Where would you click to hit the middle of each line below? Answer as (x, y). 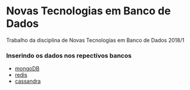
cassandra (28, 81)
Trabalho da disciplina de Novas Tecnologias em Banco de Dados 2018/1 (95, 40)
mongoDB (27, 69)
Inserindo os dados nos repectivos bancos (69, 55)
